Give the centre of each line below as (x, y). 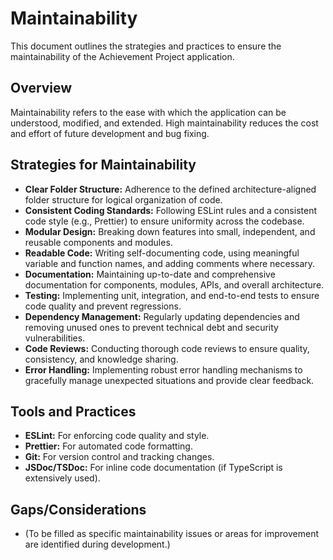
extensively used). (62, 478)
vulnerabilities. (55, 338)
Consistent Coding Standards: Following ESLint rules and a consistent (170, 210)
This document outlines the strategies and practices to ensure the (146, 46)
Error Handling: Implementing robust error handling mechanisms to (163, 369)
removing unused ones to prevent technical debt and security (151, 327)
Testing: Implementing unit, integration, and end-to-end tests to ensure (172, 295)
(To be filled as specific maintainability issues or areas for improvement (172, 534)
